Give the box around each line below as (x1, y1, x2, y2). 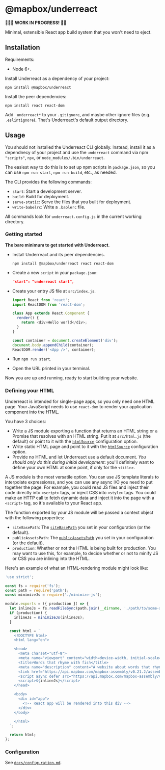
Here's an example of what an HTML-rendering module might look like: (5, 565, 149, 571)
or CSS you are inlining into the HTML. (12, 556, 90, 561)
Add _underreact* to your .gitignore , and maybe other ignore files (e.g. (5, 111, 151, 117)
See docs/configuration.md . (5, 760, 62, 766)
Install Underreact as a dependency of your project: (5, 75, 110, 81)
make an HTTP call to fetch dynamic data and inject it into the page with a (5, 495, 155, 501)
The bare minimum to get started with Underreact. (5, 242, 110, 248)
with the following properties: (5, 514, 65, 521)
